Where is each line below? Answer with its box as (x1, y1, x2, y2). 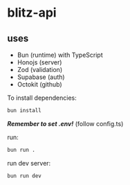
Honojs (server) (17, 58, 62, 67)
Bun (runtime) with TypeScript (17, 51, 103, 59)
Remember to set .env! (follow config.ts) (7, 119, 124, 127)
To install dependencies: (7, 94, 77, 102)
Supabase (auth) (17, 73, 65, 81)
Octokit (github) (17, 80, 62, 88)
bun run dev (7, 172, 41, 179)
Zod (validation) (17, 66, 63, 73)
